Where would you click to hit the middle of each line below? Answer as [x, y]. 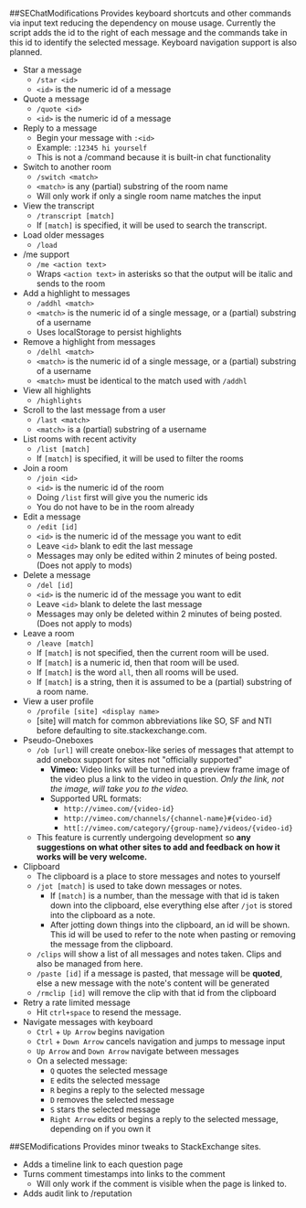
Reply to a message [60, 128]
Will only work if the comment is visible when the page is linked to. [162, 1184]
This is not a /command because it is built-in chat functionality [153, 157]
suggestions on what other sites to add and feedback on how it [158, 847]
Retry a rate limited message [76, 1002]
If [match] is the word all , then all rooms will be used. [137, 672]
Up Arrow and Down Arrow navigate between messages [137, 1051]
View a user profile [58, 701]
